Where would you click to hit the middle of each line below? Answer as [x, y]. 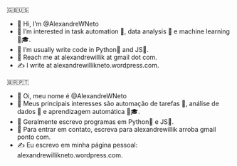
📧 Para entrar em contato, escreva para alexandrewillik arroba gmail [116, 129]
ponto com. [34, 137]
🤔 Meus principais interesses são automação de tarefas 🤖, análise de [118, 103]
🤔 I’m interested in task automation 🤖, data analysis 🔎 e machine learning [123, 31]
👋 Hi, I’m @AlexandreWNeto [58, 24]
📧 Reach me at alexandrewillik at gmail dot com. [87, 57]
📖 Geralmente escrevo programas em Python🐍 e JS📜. [95, 122]
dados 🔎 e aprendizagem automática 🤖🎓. [78, 111]
